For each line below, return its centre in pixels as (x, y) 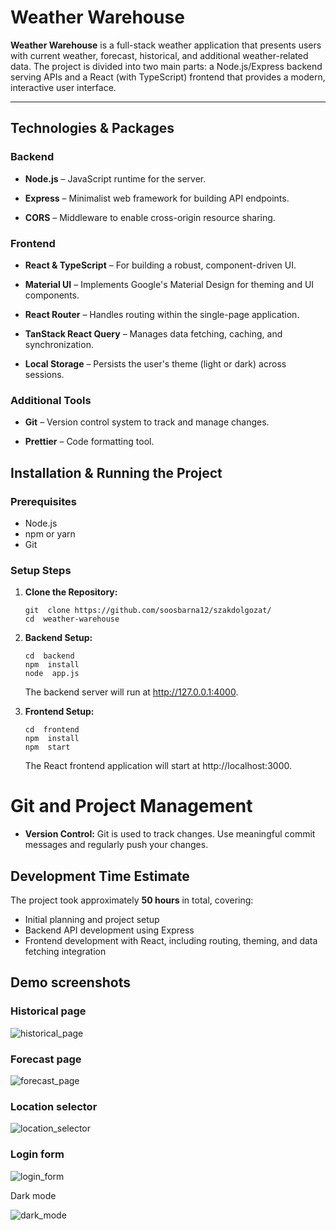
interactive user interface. (63, 87)
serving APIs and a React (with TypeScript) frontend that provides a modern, (168, 77)
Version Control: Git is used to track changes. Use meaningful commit (170, 834)
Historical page (48, 1011)
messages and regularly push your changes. (116, 845)
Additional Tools (51, 400)
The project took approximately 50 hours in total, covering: (132, 900)
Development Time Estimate (100, 876)
